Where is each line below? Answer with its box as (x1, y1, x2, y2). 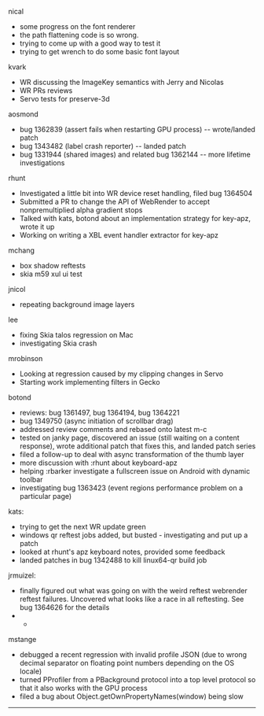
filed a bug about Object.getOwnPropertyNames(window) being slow (19, 692, 244, 701)
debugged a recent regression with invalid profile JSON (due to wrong (19, 650, 247, 659)
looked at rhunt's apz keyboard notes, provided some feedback (19, 547, 225, 556)
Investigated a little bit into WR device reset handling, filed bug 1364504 (19, 189, 253, 197)
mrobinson (8, 354, 43, 363)
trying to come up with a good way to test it (19, 39, 161, 48)
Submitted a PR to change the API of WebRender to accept (19, 197, 211, 206)
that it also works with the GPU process (19, 684, 148, 692)
